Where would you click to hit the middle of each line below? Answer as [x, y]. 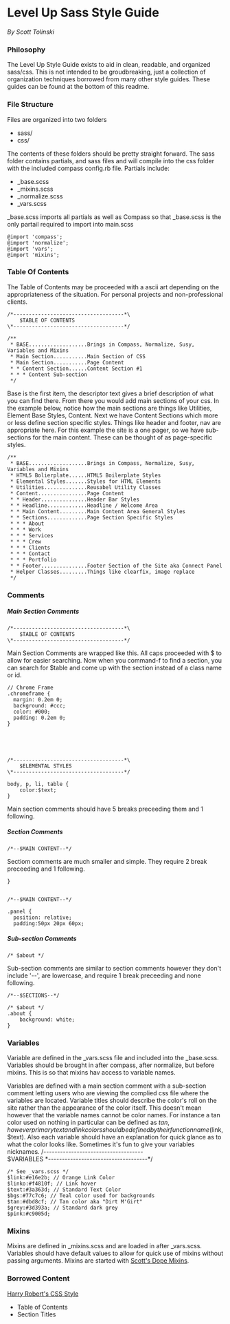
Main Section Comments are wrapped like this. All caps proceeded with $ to [114, 653]
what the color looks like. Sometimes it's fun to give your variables [101, 1144]
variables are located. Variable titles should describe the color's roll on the [112, 1100]
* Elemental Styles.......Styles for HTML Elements [85, 481]
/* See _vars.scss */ [38, 1171]
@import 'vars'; [30, 249]
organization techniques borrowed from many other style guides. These [109, 79]
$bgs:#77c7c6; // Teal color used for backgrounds [81, 1196]
